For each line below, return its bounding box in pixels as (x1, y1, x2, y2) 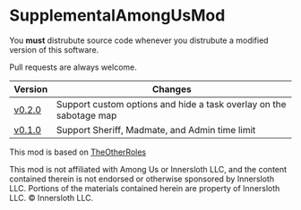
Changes (151, 82, 192, 95)
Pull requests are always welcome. (9, 62, 137, 72)
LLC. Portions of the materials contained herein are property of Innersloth (9, 182, 280, 193)
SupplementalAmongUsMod (9, 5, 226, 26)
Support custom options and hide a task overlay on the (56, 97, 287, 110)
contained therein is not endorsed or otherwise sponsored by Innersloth (9, 173, 275, 184)
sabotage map (56, 109, 117, 122)
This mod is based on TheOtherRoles (9, 147, 146, 157)
